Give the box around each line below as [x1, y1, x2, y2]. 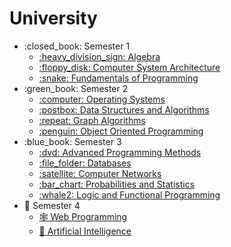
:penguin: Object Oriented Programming [38, 125, 204, 137]
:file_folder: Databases [38, 157, 132, 169]
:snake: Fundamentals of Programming [38, 72, 199, 84]
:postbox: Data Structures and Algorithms [38, 103, 210, 116]
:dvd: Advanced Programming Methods [38, 146, 202, 158]
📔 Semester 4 [23, 199, 81, 211]
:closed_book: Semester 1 [23, 40, 131, 52]
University [9, 7, 98, 30]
